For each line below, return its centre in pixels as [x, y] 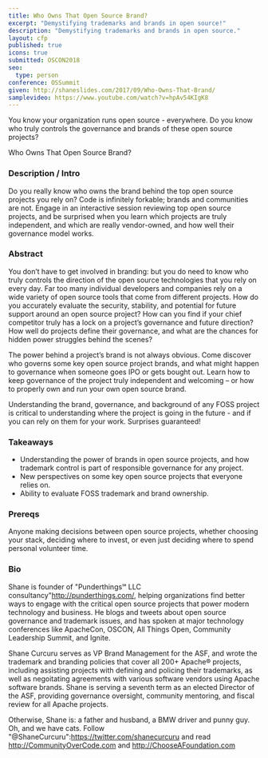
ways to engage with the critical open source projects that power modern [129, 604]
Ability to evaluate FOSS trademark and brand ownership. [114, 493]
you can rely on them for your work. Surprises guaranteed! [104, 421]
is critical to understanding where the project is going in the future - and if [130, 413]
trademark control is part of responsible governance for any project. [132, 468]
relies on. [35, 485]
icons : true [28, 53]
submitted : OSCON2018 [44, 61]
